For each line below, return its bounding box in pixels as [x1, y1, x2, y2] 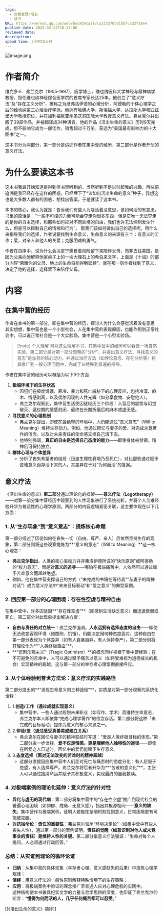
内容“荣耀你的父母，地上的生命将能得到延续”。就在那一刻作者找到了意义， [9, 260, 159, 266]
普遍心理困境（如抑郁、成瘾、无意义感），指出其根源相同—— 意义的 [12, 802, 147, 808]
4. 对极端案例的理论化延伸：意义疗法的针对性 [5, 784, 111, 791]
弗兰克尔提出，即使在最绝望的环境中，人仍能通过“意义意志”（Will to [19, 419, 156, 425]
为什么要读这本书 [5, 167, 74, 178]
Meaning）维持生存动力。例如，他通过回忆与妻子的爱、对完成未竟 [19, 425, 153, 431]
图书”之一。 [5, 131, 29, 137]
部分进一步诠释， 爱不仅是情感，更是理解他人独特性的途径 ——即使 [23, 740, 157, 746]
